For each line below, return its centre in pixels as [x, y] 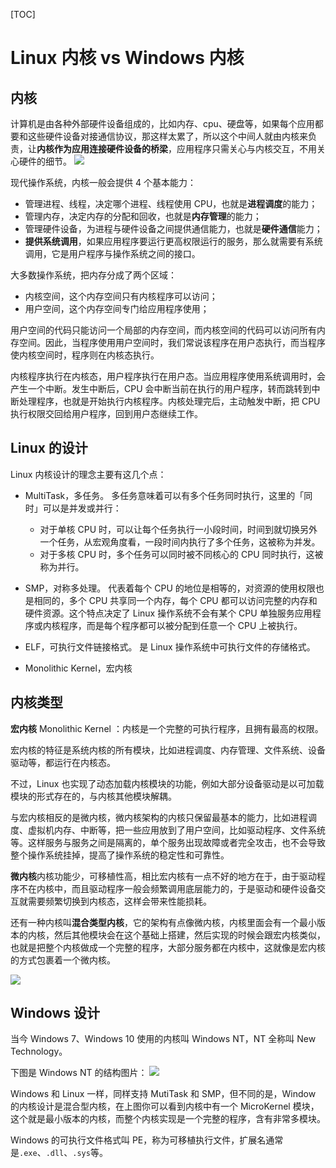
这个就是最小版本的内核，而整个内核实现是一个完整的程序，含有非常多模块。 [168, 1119]
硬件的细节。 [45, 161]
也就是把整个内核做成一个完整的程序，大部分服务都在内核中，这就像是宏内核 [168, 947]
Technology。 [39, 1051]
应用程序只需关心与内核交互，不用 [246, 148]
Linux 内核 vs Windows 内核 [127, 58]
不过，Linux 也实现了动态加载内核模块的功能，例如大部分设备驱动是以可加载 [167, 783]
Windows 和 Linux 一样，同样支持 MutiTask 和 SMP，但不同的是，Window [163, 1094]
